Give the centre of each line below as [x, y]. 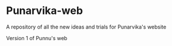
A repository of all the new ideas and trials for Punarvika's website [86, 27]
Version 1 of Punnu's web [37, 38]
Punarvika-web [45, 11]
